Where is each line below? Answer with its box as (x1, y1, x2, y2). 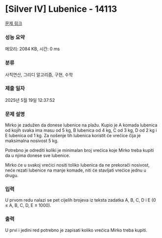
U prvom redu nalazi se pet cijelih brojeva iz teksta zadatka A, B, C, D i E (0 (5, 197, 156, 203)
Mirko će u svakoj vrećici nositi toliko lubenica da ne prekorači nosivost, (5, 162, 150, 168)
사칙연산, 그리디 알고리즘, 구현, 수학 (5, 71, 73, 77)
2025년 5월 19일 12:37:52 (5, 97, 55, 103)
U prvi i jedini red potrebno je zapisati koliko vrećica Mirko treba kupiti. (5, 227, 147, 233)
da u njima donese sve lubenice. (5, 152, 70, 158)
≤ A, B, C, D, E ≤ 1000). (5, 203, 51, 208)
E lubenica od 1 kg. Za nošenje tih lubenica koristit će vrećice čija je (5, 133, 141, 139)
